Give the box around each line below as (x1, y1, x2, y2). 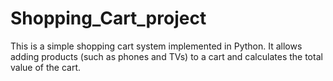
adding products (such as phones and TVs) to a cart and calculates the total (10, 50, 323, 62)
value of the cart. (10, 61, 81, 73)
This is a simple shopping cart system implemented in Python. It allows (10, 40, 303, 52)
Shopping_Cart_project (10, 7, 207, 30)
